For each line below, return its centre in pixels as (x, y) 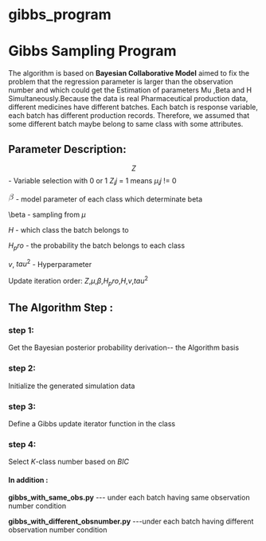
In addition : (28, 480)
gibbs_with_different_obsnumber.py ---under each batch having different (131, 521)
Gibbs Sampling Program (92, 51)
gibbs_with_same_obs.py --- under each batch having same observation (129, 498)
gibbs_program (60, 15)
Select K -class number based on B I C (69, 462)
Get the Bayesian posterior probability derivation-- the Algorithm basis (124, 347)
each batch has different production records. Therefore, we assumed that (129, 116)
